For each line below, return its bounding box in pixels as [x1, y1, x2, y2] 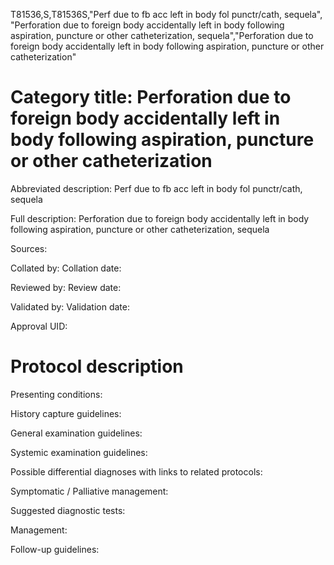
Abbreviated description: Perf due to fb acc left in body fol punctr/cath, [10, 182, 303, 194]
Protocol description [10, 355, 184, 378]
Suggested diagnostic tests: [10, 504, 126, 516]
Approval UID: [10, 320, 68, 332]
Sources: [10, 242, 48, 254]
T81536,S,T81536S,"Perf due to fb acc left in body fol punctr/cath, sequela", [10, 9, 323, 20]
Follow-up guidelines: [10, 543, 100, 555]
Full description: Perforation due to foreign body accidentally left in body [10, 212, 310, 224]
